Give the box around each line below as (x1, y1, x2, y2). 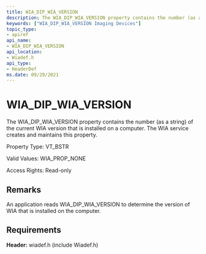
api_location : (6, 49, 43, 55)
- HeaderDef (6, 65, 37, 72)
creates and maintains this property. (6, 131, 98, 138)
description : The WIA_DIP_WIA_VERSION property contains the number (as (6, 15, 196, 21)
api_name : (6, 37, 32, 43)
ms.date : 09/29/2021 (6, 72, 59, 78)
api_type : (6, 60, 32, 66)
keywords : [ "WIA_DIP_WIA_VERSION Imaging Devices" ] (6, 20, 141, 26)
